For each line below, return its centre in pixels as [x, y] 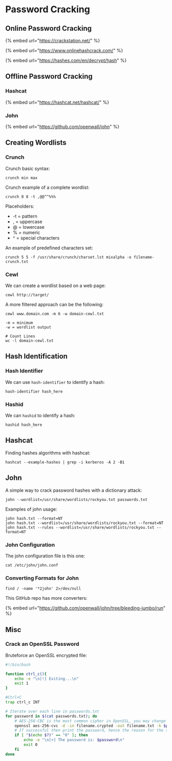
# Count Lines [20, 336]
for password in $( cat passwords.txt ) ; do [51, 716]
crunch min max [21, 178]
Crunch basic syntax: [28, 168]
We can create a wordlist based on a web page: [56, 286]
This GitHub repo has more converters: [47, 598]
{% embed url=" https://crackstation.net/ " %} [53, 40]
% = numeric [26, 232]
